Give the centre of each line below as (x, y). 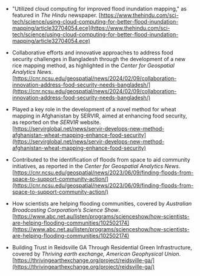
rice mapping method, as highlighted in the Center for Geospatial (93, 65)
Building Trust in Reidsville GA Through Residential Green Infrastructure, (102, 247)
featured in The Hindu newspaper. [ (56, 15)
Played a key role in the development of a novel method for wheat (94, 109)
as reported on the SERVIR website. (56, 122)
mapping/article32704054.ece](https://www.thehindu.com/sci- (91, 28)
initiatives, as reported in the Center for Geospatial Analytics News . (96, 166)
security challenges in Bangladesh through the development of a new (99, 59)
